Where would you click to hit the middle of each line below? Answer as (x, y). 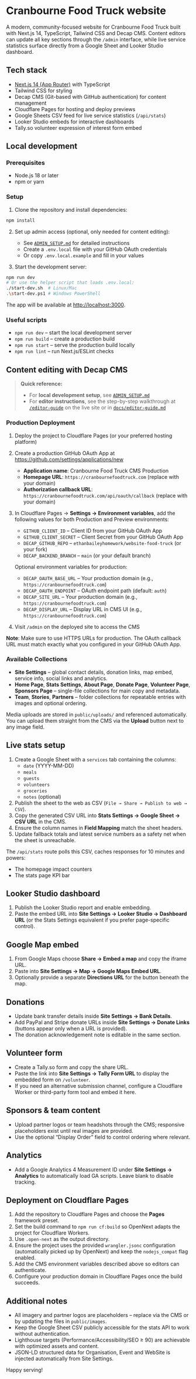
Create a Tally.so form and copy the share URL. (71, 1067)
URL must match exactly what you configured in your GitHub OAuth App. (94, 644)
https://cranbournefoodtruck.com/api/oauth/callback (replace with (105, 495)
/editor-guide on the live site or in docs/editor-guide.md (97, 408)
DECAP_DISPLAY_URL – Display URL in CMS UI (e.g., (82, 609)
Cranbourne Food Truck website (86, 11)
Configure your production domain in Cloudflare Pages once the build (98, 1277)
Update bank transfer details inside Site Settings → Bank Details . (93, 1016)
